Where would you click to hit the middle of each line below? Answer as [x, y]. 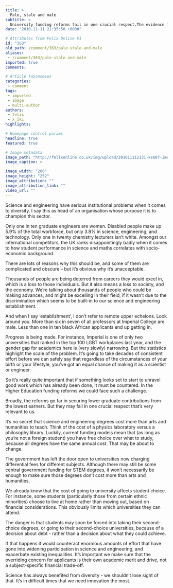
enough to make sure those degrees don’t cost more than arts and [76, 475]
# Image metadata [24, 152]
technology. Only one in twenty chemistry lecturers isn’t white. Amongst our [86, 237]
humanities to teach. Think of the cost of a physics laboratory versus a [80, 427]
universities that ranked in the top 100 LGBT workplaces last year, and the [83, 342]
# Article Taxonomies [29, 77]
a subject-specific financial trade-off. [45, 565]
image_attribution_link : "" [36, 186]
